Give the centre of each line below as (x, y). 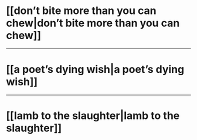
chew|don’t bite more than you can (93, 23)
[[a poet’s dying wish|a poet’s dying (95, 70)
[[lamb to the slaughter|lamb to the (93, 116)
